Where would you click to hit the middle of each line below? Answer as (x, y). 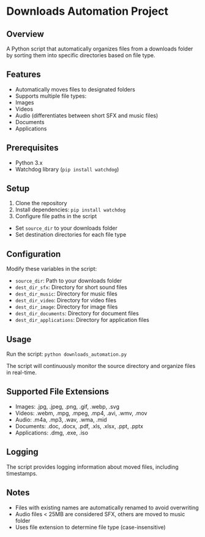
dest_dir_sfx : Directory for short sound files (71, 288)
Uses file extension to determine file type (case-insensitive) (91, 527)
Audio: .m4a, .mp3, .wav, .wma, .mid (61, 420)
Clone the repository (41, 203)
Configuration (34, 254)
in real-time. (22, 372)
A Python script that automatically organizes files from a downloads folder (100, 49)
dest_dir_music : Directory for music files (66, 294)
